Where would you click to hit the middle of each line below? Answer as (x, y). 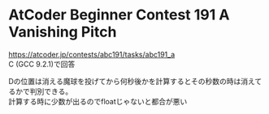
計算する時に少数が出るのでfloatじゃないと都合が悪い (98, 101)
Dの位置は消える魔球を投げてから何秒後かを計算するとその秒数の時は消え (132, 81)
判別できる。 (51, 91)
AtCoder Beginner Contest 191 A (119, 15)
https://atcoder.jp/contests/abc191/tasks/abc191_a (92, 54)
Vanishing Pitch (63, 32)
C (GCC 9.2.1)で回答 (42, 64)
